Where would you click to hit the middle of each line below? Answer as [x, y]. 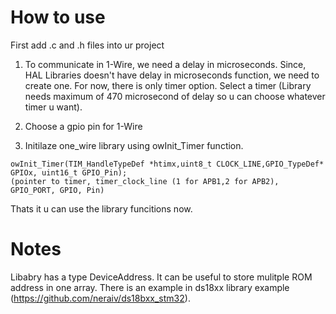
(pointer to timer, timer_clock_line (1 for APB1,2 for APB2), [145, 181]
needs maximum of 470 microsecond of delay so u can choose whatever [175, 96]
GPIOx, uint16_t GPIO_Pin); [69, 172]
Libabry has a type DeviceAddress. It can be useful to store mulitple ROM [161, 277]
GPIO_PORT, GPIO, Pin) [57, 190]
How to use [58, 17]
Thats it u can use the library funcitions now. [101, 208]
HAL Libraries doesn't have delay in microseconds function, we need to [172, 75]
